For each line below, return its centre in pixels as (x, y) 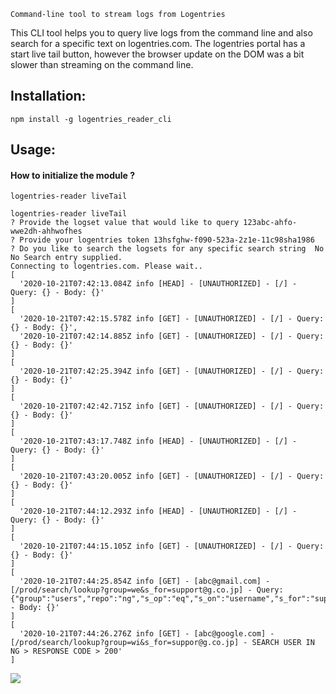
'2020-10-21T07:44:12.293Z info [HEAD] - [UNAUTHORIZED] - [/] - (158, 511)
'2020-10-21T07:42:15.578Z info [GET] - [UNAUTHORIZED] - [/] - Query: (172, 319)
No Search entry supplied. (66, 258)
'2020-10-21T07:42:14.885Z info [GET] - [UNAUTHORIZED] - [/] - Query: (172, 336)
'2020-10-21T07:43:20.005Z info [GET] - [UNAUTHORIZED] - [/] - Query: (172, 476)
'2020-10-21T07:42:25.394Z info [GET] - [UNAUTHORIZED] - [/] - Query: (172, 371)
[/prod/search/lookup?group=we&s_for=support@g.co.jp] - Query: (147, 590)
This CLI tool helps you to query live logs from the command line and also (161, 33)
